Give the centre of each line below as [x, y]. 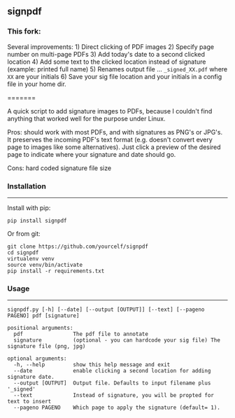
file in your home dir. [37, 84]
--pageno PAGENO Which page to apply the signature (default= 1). [117, 408]
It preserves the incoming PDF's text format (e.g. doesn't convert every [110, 139]
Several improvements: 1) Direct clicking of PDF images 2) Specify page [111, 47]
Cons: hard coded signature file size [59, 168]
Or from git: [24, 233]
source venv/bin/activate [45, 265]
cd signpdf [23, 252]
